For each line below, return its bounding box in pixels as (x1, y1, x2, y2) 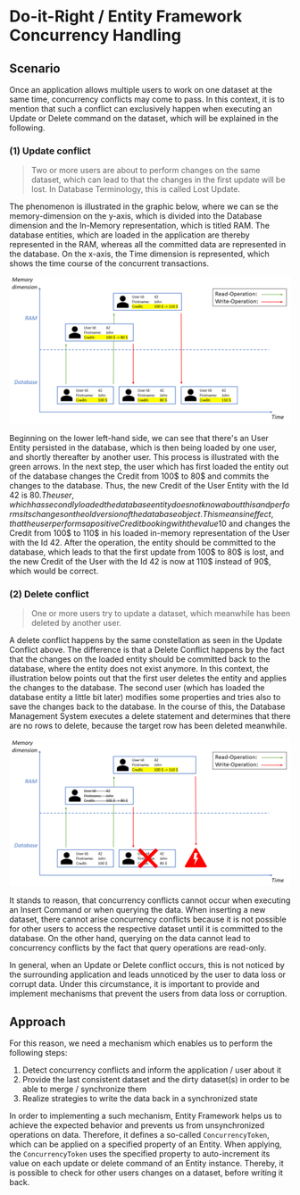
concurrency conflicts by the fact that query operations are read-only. (9, 942, 267, 953)
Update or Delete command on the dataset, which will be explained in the (9, 113, 279, 123)
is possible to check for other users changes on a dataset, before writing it (9, 1167, 284, 1178)
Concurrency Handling (9, 25, 181, 46)
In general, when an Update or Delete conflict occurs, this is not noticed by (9, 960, 286, 971)
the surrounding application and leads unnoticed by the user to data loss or (9, 969, 287, 980)
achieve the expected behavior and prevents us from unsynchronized (9, 1120, 265, 1131)
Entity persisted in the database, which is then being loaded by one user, (9, 442, 277, 453)
